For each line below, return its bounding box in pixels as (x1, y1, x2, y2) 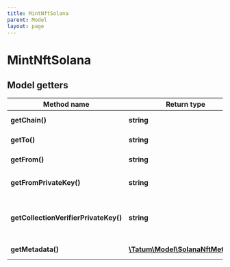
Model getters (7, 79, 68, 91)
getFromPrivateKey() (10, 178, 81, 188)
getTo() (10, 135, 36, 144)
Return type (166, 100, 206, 110)
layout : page (7, 23, 44, 29)
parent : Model (7, 16, 48, 23)
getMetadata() (10, 244, 60, 254)
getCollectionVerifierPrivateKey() (10, 213, 122, 222)
